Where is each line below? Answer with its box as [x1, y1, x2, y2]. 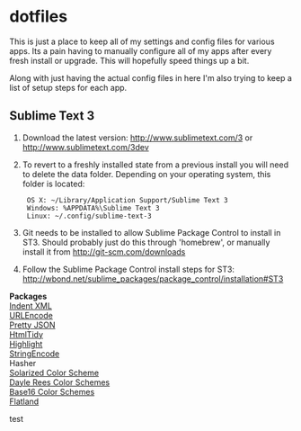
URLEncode [9, 310, 54, 320]
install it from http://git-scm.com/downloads [22, 246, 186, 257]
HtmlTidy [9, 328, 43, 339]
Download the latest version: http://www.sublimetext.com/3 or [22, 132, 253, 143]
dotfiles [9, 6, 68, 27]
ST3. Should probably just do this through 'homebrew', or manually [22, 237, 270, 247]
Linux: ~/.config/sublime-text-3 [26, 211, 152, 220]
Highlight [9, 338, 43, 349]
